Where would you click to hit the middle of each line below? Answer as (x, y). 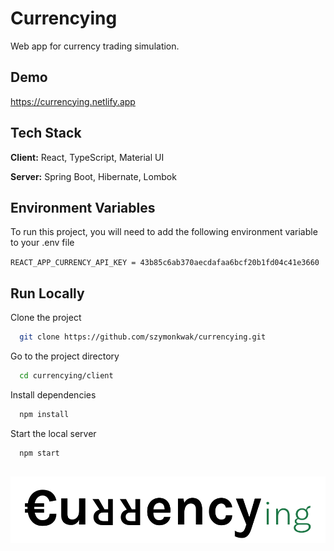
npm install (44, 414)
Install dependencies (53, 394)
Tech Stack (46, 133)
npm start (39, 453)
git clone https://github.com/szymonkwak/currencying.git (143, 337)
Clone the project (46, 318)
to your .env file (42, 243)
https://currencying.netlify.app (73, 101)
